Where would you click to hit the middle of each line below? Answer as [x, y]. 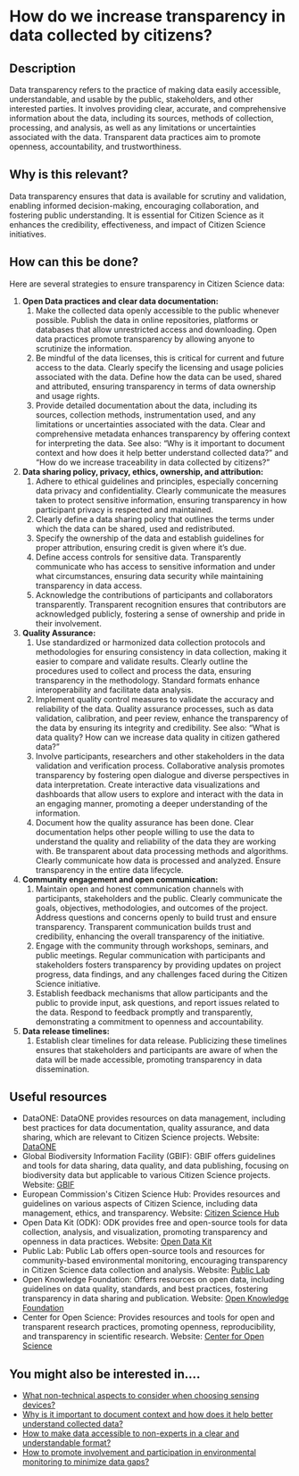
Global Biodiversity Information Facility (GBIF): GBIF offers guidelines [149, 1157]
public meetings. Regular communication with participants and [150, 955]
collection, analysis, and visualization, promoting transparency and [145, 1232]
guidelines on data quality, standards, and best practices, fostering [145, 1289]
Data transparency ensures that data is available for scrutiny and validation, [148, 196]
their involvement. [69, 623]
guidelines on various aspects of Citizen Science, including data [140, 1204]
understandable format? [66, 1443]
